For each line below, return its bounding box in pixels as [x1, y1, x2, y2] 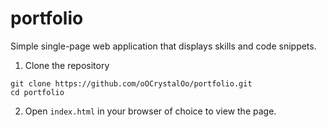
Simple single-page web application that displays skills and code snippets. [10, 40, 317, 52]
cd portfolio [10, 87, 65, 97]
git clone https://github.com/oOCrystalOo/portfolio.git [10, 78, 253, 89]
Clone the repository [24, 59, 110, 71]
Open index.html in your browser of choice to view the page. [24, 105, 277, 117]
